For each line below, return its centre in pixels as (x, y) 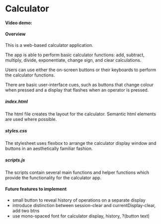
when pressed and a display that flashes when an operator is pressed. (77, 90)
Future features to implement (36, 189)
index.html (17, 101)
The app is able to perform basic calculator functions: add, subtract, (75, 55)
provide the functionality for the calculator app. (53, 178)
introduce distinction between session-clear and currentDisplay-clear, (84, 206)
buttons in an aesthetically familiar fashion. (49, 148)
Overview (15, 34)
